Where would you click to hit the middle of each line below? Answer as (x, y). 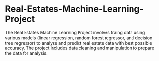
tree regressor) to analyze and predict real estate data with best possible (79, 43)
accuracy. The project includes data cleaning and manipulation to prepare (80, 48)
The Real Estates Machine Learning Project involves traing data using (75, 32)
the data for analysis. (26, 53)
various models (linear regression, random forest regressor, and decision (79, 38)
